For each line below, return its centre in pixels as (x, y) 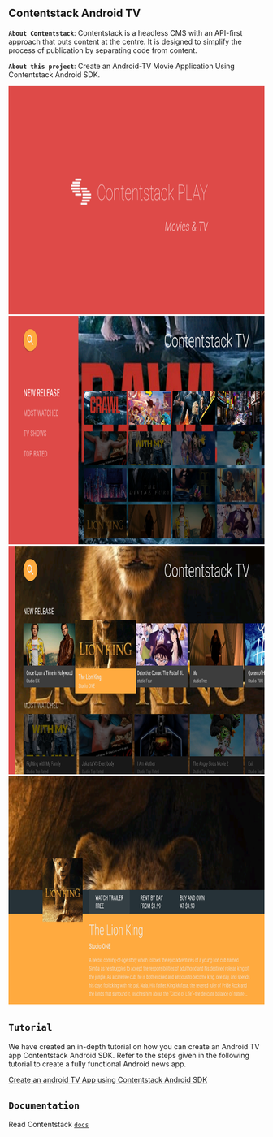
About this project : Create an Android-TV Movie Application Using (122, 66)
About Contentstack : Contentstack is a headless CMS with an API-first (126, 32)
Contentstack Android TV (74, 13)
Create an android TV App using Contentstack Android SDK (108, 1079)
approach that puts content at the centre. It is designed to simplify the (125, 41)
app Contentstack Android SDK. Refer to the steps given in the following (129, 1055)
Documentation (44, 1106)
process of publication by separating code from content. (103, 50)
